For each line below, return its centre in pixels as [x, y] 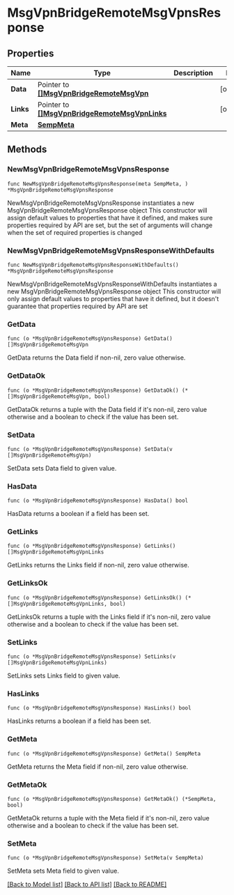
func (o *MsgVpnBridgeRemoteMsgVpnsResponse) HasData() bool [98, 501]
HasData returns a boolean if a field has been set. [78, 514]
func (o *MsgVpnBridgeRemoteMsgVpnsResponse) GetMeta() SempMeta [104, 754]
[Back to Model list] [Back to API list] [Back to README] [87, 885]
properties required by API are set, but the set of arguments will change [110, 225]
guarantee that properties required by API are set [78, 306]
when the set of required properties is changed [75, 232]
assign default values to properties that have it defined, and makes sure [110, 217]
